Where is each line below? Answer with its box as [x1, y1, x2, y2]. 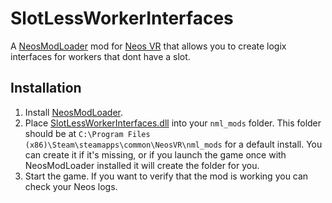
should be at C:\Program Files [24, 127, 151, 139]
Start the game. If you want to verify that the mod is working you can [24, 170, 309, 182]
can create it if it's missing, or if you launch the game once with [24, 148, 287, 161]
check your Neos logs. [24, 180, 118, 192]
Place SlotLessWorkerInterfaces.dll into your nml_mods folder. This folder [24, 117, 322, 129]
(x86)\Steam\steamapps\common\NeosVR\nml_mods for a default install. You [24, 138, 323, 150]
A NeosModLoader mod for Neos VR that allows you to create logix [10, 40, 287, 52]
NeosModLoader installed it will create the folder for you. [24, 159, 260, 171]
